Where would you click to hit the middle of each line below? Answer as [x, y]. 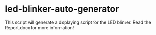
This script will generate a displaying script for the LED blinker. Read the [78, 22]
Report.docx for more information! [40, 27]
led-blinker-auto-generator [62, 9]
